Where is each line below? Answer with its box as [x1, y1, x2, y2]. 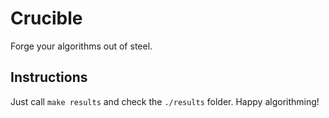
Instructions [10, 69, 88, 86]
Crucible [10, 7, 83, 30]
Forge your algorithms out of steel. [10, 40, 153, 52]
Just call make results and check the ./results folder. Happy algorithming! [10, 95, 320, 107]
